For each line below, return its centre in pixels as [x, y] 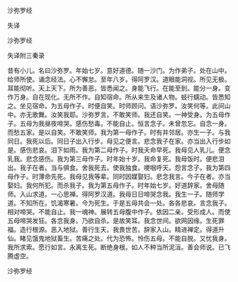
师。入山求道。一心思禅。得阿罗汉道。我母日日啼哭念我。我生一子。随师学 [116, 194]
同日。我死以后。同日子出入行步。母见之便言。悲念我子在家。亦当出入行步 [116, 141]
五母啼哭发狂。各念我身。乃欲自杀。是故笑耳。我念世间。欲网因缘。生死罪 [116, 221]
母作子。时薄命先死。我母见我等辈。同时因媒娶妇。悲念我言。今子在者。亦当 [119, 176]
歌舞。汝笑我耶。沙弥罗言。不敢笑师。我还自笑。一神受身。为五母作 [131, 114]
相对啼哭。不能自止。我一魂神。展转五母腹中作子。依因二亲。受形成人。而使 [119, 212]
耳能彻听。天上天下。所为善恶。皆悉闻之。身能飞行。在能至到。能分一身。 [116, 88]
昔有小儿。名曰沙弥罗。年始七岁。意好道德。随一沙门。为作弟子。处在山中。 [119, 70]
